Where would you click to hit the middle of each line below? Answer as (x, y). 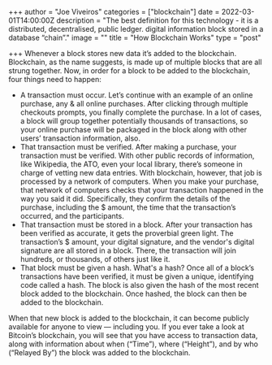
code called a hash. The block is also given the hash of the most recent (139, 285)
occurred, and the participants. (72, 216)
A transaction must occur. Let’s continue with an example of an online (136, 95)
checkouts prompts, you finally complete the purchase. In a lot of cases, (141, 112)
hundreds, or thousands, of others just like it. (95, 259)
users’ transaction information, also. (80, 138)
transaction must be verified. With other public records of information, (137, 155)
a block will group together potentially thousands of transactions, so (134, 121)
